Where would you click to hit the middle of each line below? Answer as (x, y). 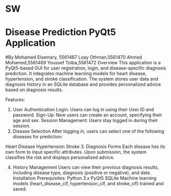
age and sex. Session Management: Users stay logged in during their (85, 120)
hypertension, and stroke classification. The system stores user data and (82, 79)
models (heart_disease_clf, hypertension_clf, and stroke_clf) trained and (88, 184)
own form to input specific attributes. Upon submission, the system (76, 152)
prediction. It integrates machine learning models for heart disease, (76, 73)
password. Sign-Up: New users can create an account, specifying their (87, 115)
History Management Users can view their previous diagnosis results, (86, 167)
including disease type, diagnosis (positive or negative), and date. (82, 173)
